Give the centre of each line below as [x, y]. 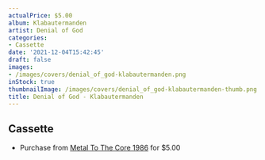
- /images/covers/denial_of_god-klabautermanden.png [97, 74]
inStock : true [32, 82]
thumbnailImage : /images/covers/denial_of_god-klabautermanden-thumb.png [133, 89]
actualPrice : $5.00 [40, 15]
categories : [28, 38]
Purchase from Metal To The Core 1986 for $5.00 [100, 148]
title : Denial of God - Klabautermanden [76, 97]
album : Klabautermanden [48, 23]
